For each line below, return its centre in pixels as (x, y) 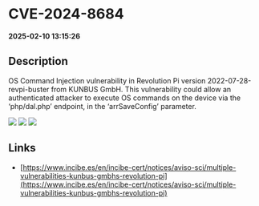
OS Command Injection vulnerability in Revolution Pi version (107, 80)
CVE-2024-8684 (66, 14)
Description (38, 61)
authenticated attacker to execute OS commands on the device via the (125, 98)
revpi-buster (29, 89)
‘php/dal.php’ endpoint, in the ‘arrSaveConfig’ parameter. (102, 106)
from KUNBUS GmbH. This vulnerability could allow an (141, 89)
